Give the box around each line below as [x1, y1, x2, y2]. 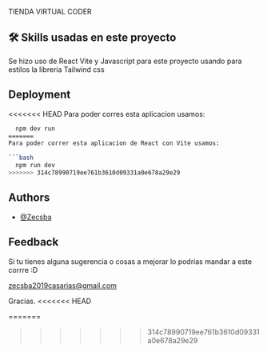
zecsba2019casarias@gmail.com [8, 280, 118, 290]
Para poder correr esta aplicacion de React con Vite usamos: [8, 139, 220, 147]
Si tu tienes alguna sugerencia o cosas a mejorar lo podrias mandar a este [8, 256, 253, 266]
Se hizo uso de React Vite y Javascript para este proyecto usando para [8, 56, 242, 66]
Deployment [8, 88, 71, 102]
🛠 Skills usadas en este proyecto [8, 31, 177, 45]
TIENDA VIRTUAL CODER [8, 7, 92, 16]
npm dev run [15, 124, 56, 133]
